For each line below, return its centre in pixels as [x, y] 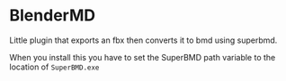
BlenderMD [53, 16]
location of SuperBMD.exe [54, 67]
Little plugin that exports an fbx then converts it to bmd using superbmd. [143, 40]
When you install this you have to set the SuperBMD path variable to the [143, 57]
